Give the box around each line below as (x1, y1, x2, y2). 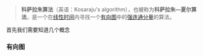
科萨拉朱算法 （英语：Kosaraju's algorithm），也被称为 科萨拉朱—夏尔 (21, 6, 192, 13)
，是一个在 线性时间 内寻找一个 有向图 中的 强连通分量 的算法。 (26, 13, 175, 20)
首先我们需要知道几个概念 (6, 26, 70, 33)
